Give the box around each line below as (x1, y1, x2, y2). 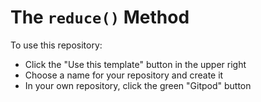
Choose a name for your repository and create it (24, 69, 224, 81)
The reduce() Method (10, 6, 190, 29)
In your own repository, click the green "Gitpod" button (24, 79, 252, 91)
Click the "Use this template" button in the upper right (24, 58, 247, 70)
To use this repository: (10, 39, 103, 51)
